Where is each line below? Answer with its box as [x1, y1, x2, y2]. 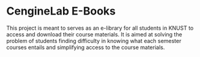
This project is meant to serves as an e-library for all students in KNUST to [6, 24, 194, 32]
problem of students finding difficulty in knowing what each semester [6, 37, 182, 44]
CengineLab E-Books [6, 4, 116, 18]
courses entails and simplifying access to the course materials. [6, 44, 165, 51]
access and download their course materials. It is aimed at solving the [6, 30, 182, 38]
